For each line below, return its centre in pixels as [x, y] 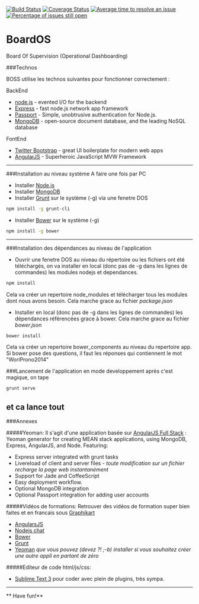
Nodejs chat [29, 531]
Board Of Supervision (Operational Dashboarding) [67, 56]
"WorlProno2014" [28, 360]
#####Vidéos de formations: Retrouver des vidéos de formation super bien [98, 507]
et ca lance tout [35, 407]
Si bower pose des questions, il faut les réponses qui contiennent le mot [94, 353]
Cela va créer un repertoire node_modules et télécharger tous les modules [97, 294]
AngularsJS [29, 524]
